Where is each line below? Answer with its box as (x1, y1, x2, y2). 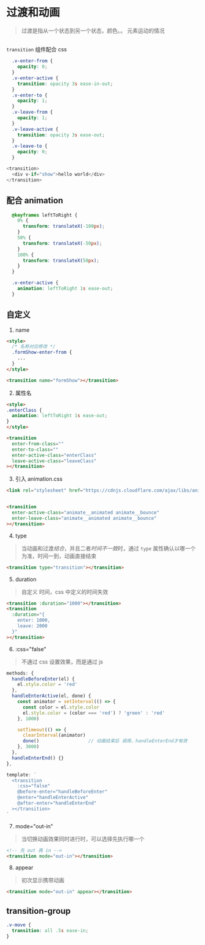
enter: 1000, (17, 618, 51, 624)
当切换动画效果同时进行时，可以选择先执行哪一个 (21, 835, 145, 842)
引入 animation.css (15, 475, 63, 483)
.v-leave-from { (12, 109, 53, 115)
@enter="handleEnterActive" (17, 795, 88, 801)
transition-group (6, 905, 71, 916)
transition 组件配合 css (6, 46, 67, 53)
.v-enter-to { (12, 92, 48, 98)
